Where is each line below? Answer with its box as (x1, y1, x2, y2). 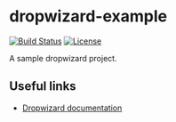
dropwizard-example (9, 6, 167, 27)
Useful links (9, 78, 77, 94)
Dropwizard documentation (21, 102, 123, 113)
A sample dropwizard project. (9, 53, 117, 63)
